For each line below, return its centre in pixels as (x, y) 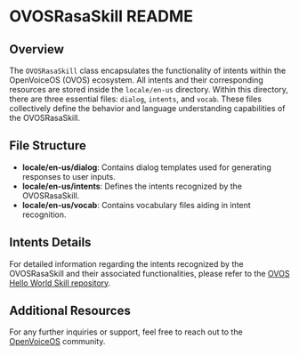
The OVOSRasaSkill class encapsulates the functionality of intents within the (148, 70)
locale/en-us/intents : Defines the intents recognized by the (132, 186)
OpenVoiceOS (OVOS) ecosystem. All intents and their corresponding (137, 80)
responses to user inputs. (69, 176)
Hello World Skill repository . (60, 283)
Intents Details (50, 242)
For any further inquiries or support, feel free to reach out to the (126, 332)
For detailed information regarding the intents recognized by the (126, 263)
